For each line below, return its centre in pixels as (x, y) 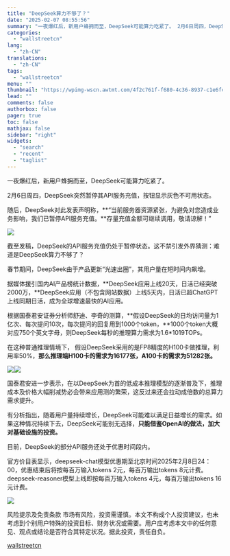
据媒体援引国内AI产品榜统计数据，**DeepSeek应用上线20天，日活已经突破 (112, 283)
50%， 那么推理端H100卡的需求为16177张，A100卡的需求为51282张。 (118, 356)
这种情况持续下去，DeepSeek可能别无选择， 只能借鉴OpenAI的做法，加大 (116, 424)
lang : (15, 45)
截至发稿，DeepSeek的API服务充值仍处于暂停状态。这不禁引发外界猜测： (111, 246)
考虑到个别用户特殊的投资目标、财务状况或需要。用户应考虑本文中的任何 (109, 523)
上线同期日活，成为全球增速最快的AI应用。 (67, 301)
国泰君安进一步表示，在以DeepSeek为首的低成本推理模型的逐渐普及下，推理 (115, 383)
